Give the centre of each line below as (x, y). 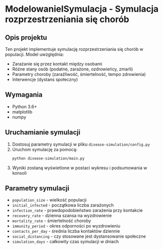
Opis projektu (26, 37)
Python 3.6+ (25, 107)
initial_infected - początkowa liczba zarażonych (63, 205)
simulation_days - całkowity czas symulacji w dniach (65, 242)
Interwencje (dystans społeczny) (45, 79)
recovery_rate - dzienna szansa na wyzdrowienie (62, 216)
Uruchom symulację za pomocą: (45, 149)
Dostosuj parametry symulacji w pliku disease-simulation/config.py (81, 144)
